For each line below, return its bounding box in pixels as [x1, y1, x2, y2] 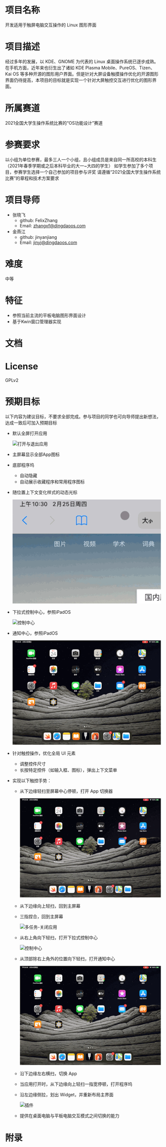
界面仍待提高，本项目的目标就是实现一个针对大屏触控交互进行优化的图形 [5, 77, 152, 83]
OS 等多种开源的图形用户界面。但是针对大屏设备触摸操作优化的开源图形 [12, 71, 159, 77]
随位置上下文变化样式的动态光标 [12, 489, 78, 495]
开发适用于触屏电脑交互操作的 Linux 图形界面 [5, 22, 97, 28]
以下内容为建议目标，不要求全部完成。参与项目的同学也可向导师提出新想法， [5, 413, 161, 420]
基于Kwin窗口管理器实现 [12, 318, 62, 324]
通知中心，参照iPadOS [12, 630, 58, 636]
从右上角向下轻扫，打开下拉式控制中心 [19, 934, 98, 941]
